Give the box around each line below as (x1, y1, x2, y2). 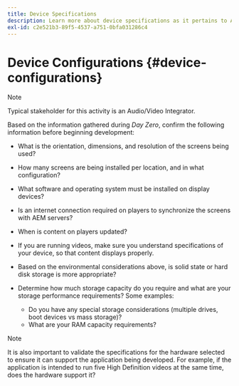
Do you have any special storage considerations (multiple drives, (28, 306, 218, 314)
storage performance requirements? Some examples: (17, 291, 174, 300)
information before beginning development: (7, 128, 135, 137)
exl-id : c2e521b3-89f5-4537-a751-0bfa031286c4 (7, 24, 148, 31)
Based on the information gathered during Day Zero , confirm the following (7, 120, 225, 129)
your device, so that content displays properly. (17, 249, 154, 257)
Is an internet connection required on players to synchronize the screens (17, 206, 231, 214)
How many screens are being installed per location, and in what (17, 163, 204, 172)
